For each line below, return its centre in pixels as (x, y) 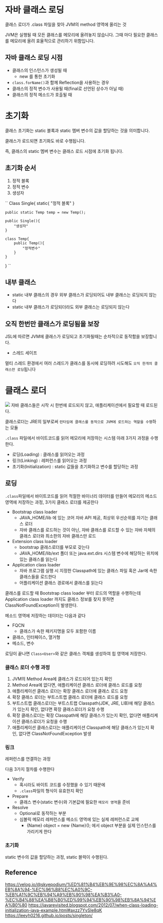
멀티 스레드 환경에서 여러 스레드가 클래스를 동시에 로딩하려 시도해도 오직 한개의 (79, 363)
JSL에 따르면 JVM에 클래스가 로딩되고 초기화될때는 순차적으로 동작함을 (72, 337)
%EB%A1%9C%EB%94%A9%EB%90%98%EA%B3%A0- (63, 895)
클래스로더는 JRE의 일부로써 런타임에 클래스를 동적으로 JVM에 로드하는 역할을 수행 (79, 422)
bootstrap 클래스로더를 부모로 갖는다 (54, 547)
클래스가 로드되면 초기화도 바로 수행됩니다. (45, 141)
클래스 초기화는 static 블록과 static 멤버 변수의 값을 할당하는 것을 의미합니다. (77, 130)
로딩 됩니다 (26, 369)
